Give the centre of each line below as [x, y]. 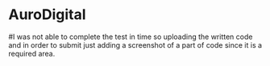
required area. [32, 53]
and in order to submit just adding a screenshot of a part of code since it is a [135, 45]
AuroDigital [47, 15]
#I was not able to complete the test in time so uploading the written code [131, 37]
